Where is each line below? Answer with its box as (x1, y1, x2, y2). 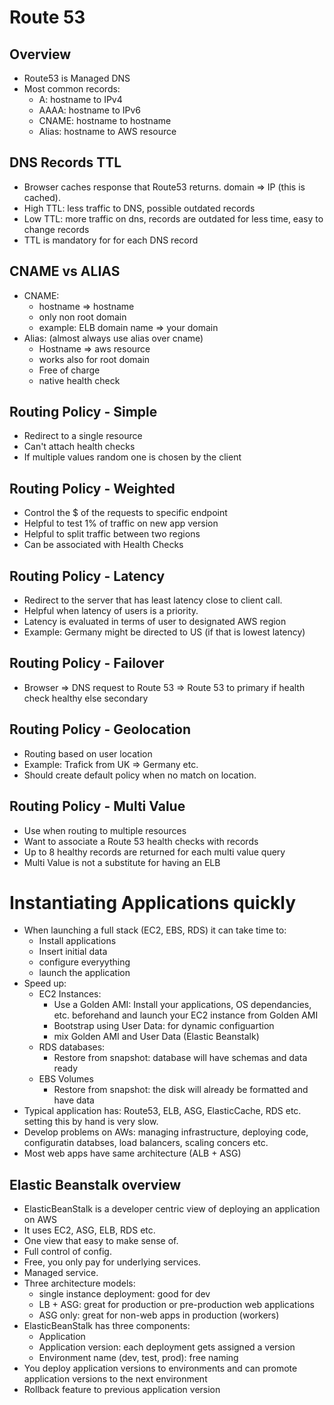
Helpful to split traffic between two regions (23, 528, 201, 540)
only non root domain (38, 311, 127, 323)
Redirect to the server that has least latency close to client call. (23, 594, 283, 606)
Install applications (38, 935, 117, 947)
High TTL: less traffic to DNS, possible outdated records (23, 202, 256, 214)
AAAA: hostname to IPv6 (38, 104, 141, 116)
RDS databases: (38, 1041, 106, 1053)
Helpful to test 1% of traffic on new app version (23, 517, 219, 530)
